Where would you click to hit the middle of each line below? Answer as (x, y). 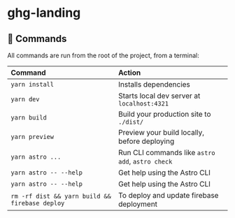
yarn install (33, 84)
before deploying (146, 141)
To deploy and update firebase (168, 195)
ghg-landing (44, 13)
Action (129, 73)
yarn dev (25, 99)
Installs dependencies (154, 84)
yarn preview (33, 137)
